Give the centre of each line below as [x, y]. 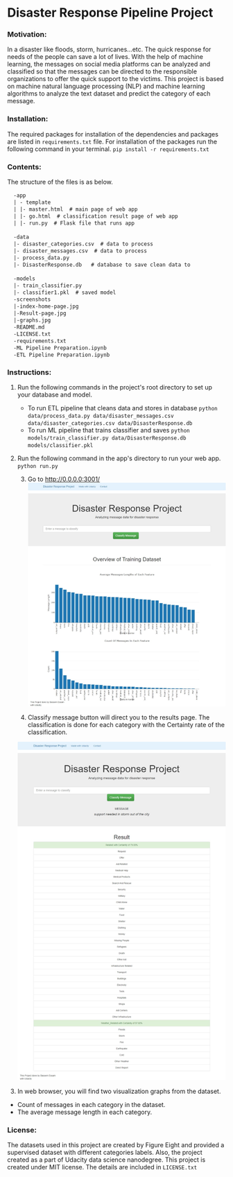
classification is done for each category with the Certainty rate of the [126, 725]
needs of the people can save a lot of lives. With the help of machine [105, 57]
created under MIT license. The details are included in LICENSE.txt [102, 1167]
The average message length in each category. [85, 1112]
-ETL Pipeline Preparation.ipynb [62, 355]
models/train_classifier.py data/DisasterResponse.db [107, 438]
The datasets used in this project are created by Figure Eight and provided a [116, 1145]
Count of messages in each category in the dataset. [91, 1104]
